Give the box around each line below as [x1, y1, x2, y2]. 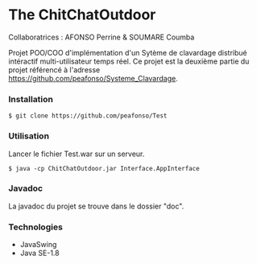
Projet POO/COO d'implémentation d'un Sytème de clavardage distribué [8, 47, 247, 57]
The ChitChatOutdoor [8, 6, 156, 24]
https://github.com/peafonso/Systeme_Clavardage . [8, 73, 179, 83]
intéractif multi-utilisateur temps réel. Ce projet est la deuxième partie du [8, 56, 250, 66]
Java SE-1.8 [19, 248, 60, 258]
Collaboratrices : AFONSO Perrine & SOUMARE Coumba [8, 32, 195, 42]
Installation [8, 93, 54, 105]
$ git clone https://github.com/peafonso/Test [8, 112, 168, 120]
